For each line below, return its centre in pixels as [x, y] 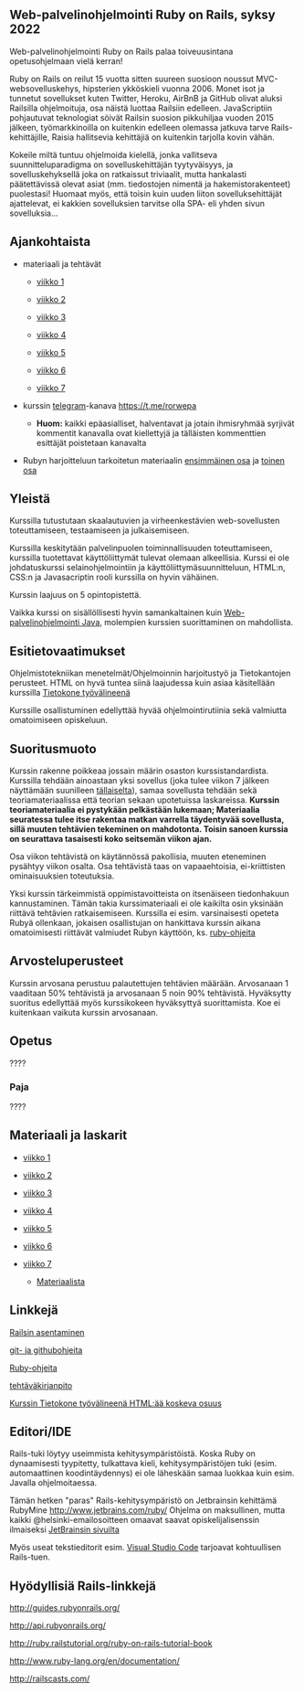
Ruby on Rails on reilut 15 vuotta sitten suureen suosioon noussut [131, 79]
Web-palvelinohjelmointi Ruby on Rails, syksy [142, 15]
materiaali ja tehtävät [62, 263]
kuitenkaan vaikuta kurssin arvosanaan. [84, 1012]
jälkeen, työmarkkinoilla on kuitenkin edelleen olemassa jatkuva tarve [139, 127]
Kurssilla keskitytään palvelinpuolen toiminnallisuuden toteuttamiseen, [141, 548]
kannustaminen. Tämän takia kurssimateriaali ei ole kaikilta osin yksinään [147, 903]
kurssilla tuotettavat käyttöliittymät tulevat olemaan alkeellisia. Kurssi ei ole [150, 558]
